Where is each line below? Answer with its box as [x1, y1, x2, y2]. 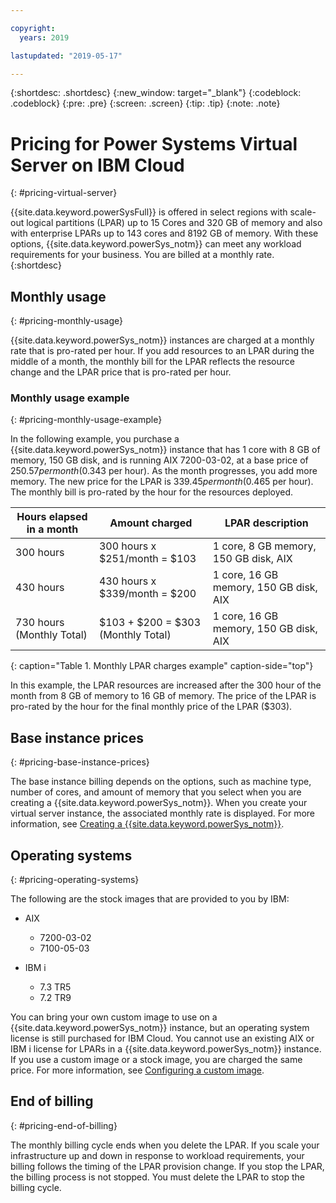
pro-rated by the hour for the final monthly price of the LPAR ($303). [10, 701, 293, 713]
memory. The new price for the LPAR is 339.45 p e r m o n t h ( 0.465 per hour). [10, 476, 314, 488]
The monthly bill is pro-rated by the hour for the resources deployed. [10, 486, 294, 498]
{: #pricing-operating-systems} [10, 874, 140, 886]
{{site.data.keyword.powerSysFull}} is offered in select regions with [10, 206, 288, 218]
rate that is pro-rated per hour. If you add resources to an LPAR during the [10, 345, 315, 357]
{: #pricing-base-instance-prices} [10, 756, 150, 768]
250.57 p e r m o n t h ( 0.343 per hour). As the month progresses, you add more [10, 465, 318, 477]
